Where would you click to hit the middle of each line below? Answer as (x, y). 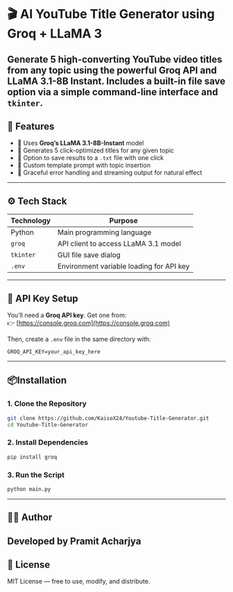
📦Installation (37, 381)
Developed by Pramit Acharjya (74, 541)
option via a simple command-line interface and (113, 92)
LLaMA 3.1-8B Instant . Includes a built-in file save (116, 81)
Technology (31, 221)
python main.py (29, 489)
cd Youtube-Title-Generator (48, 425)
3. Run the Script (36, 474)
